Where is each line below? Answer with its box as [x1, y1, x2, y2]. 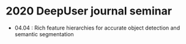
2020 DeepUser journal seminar [6, 4, 173, 18]
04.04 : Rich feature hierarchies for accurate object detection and [14, 24, 180, 31]
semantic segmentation [14, 30, 74, 37]
